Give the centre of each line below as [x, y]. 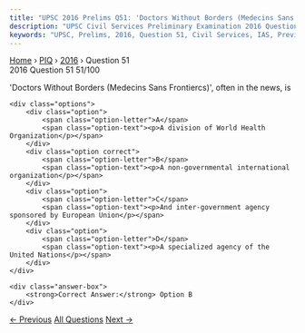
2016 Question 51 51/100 [55, 70]
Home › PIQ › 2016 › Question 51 [69, 61]
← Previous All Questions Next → [71, 319]
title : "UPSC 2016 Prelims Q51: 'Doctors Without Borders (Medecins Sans [152, 18]
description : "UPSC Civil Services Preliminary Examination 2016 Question [154, 26]
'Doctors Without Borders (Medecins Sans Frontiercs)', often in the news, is [150, 88]
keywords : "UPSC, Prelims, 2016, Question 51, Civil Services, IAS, [142, 34]
